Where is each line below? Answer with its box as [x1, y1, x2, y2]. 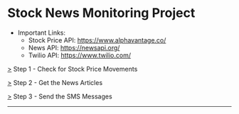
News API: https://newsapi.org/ [28, 43, 120, 52]
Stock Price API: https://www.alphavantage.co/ [28, 35, 166, 44]
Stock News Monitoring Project [7, 5, 196, 21]
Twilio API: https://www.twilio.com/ [28, 51, 132, 59]
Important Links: [17, 28, 66, 37]
